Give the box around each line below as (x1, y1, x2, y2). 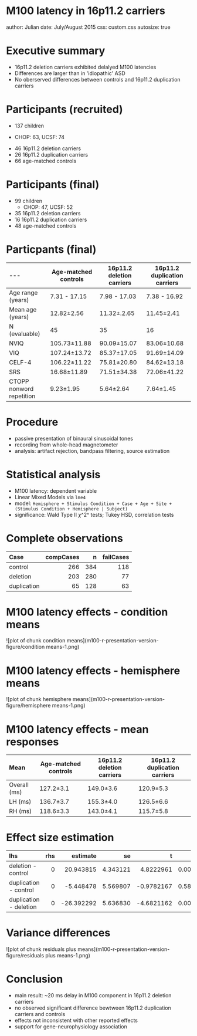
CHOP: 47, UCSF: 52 (23, 204, 73, 211)
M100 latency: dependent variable (14, 487, 97, 494)
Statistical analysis (6, 468, 101, 481)
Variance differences (6, 926, 111, 940)
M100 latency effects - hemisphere (6, 664, 181, 677)
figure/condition (6, 644, 45, 651)
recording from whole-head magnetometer (14, 441, 118, 448)
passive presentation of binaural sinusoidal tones (14, 435, 134, 442)
